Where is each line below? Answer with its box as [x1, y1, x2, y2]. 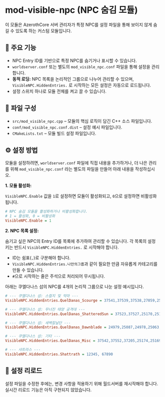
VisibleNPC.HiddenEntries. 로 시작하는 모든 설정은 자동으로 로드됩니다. [12, 82, 151, 88]
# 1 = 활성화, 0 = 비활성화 [5, 214, 55, 219]
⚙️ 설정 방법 [5, 146, 38, 154]
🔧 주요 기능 [5, 44, 37, 52]
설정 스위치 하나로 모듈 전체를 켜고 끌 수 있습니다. [12, 88, 107, 94]
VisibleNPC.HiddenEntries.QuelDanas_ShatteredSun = [5, 312, 113, 316]
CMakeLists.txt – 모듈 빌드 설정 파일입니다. [12, 130, 97, 136]
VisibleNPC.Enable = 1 [5, 218, 52, 224]
